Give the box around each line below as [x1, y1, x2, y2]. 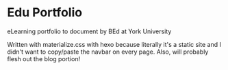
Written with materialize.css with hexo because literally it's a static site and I [7, 40, 221, 48]
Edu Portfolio [7, 5, 83, 20]
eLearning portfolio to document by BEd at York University [7, 27, 172, 35]
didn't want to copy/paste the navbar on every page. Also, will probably [7, 48, 209, 56]
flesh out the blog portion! [7, 54, 81, 63]
